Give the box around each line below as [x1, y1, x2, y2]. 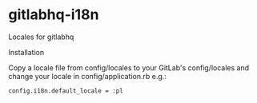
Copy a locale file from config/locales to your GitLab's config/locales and [8, 62, 250, 73]
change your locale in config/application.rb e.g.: [8, 71, 167, 81]
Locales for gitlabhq [8, 32, 74, 42]
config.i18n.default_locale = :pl [8, 86, 124, 95]
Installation [8, 47, 45, 57]
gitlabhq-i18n [8, 6, 99, 24]
